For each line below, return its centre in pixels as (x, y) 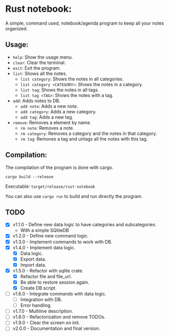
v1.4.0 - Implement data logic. (44, 247)
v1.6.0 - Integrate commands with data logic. (59, 294)
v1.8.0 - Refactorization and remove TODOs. (59, 317)
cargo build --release (29, 177)
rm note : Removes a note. (47, 128)
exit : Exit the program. (37, 68)
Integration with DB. (41, 300)
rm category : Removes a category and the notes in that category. (89, 133)
